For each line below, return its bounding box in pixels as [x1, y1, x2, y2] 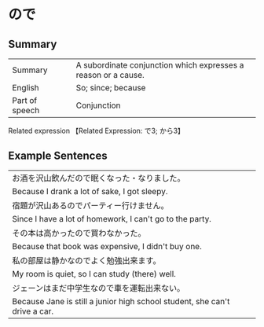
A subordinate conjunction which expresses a [75, 60, 244, 70]
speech [12, 105, 40, 116]
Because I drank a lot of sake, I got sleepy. [12, 186, 168, 197]
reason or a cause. [75, 70, 145, 80]
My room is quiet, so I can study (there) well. [12, 269, 177, 280]
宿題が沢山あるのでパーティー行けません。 [12, 200, 169, 211]
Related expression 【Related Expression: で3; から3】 [8, 126, 185, 135]
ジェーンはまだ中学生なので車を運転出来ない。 [12, 283, 185, 294]
